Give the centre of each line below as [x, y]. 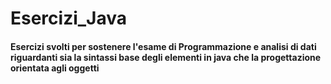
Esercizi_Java [69, 18]
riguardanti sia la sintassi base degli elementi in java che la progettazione [166, 57]
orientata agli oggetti [55, 68]
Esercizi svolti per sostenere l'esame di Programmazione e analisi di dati [163, 46]
